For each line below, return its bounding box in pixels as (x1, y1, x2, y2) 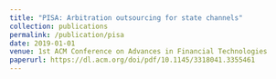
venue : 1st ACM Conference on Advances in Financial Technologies (9, 47, 268, 56)
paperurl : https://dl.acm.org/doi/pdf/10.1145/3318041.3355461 (9, 55, 256, 64)
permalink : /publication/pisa (9, 30, 125, 39)
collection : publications (9, 22, 108, 31)
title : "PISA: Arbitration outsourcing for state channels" (9, 13, 244, 23)
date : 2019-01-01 (9, 38, 76, 48)
